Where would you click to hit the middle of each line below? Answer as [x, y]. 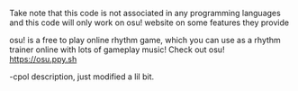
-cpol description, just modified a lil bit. [82, 77]
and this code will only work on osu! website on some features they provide [149, 23]
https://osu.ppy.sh [43, 59]
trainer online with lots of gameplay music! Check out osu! [117, 50]
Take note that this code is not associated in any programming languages [145, 13]
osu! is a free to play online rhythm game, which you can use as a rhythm [145, 40]
